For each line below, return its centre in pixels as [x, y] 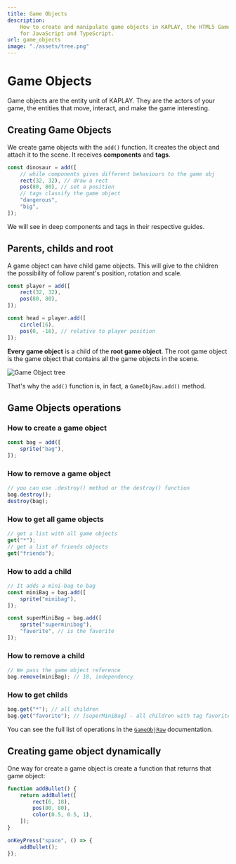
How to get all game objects [55, 519]
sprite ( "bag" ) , [42, 449]
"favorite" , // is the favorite [67, 631]
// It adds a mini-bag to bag [52, 586]
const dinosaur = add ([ [42, 167]
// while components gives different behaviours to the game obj [118, 174]
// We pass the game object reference [64, 670]
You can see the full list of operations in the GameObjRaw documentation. [110, 729]
